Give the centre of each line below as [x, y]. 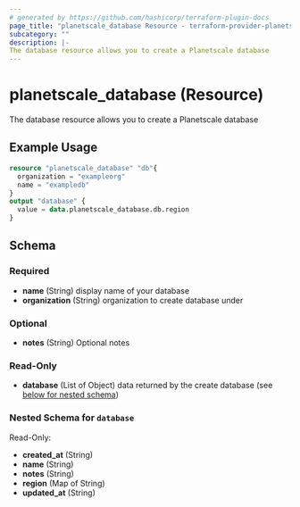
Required [29, 271]
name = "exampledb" [54, 185]
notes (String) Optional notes [76, 342]
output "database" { [48, 202]
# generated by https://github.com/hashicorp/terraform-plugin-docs [139, 17]
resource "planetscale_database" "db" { [83, 168]
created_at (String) [58, 454]
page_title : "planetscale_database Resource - [97, 26]
